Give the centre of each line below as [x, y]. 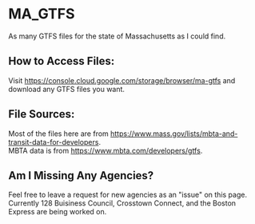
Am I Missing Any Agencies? [81, 176]
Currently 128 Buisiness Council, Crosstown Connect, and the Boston [122, 203]
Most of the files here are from [59, 134]
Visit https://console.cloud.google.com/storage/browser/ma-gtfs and [122, 80]
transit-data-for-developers [54, 142]
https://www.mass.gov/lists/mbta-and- [174, 134]
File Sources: [42, 114]
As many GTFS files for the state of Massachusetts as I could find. [117, 36]
